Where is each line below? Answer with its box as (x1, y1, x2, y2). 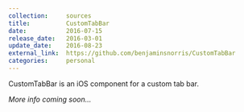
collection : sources (8, 11, 92, 20)
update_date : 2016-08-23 (8, 42, 103, 50)
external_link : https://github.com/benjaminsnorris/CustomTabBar (8, 49, 236, 57)
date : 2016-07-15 (8, 27, 103, 35)
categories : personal (8, 57, 95, 65)
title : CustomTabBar (8, 19, 110, 27)
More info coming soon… (8, 94, 92, 104)
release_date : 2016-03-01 (8, 34, 103, 43)
